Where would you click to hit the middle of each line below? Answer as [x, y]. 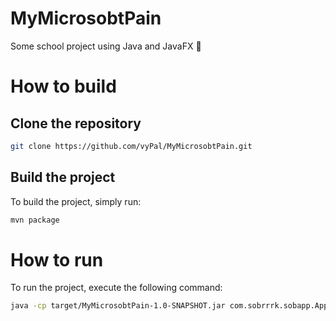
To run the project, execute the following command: [116, 288]
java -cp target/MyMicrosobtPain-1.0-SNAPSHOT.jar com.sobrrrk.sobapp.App [169, 306]
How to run [57, 259]
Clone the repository [76, 123]
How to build [63, 86]
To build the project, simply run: [76, 201]
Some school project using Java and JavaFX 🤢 [106, 46]
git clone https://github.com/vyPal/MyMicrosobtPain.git [131, 146]
